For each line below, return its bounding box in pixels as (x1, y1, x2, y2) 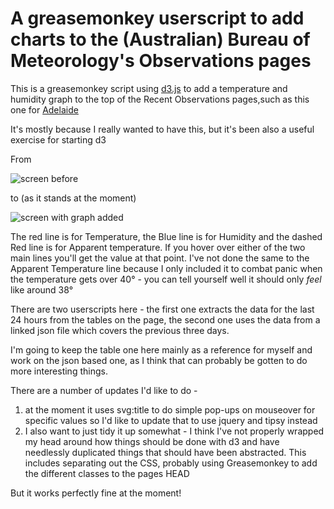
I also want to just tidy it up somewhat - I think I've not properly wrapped (24, 425, 325, 437)
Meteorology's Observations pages (10, 50, 312, 72)
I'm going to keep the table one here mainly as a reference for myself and (10, 343, 313, 356)
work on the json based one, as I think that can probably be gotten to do (10, 354, 308, 366)
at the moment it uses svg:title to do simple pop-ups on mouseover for (24, 403, 316, 416)
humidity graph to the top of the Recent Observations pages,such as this (10, 93, 310, 105)
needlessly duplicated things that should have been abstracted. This (24, 446, 307, 458)
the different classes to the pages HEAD (24, 467, 190, 479)
